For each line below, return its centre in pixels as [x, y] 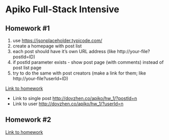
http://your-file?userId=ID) [40, 78]
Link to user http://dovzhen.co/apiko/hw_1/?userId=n [68, 104]
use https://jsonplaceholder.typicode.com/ [57, 40]
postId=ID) [24, 57]
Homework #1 [28, 28]
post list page [27, 68]
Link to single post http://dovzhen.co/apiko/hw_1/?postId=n [75, 98]
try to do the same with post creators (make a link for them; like [79, 73]
